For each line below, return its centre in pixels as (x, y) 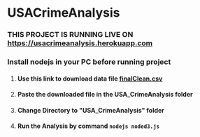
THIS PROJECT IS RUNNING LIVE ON (70, 35)
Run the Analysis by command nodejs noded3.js (88, 126)
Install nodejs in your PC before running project (89, 62)
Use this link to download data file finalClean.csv (90, 79)
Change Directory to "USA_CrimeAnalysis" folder (91, 110)
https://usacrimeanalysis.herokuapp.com (80, 43)
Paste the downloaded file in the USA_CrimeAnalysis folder (105, 95)
